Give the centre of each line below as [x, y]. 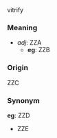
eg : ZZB [38, 50]
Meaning [22, 27]
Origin [18, 68]
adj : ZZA [29, 43]
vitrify [15, 10]
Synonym [23, 100]
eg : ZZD [19, 115]
